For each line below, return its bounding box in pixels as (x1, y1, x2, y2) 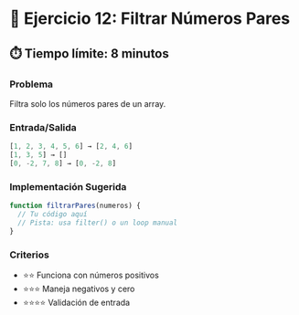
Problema (9, 78, 53, 90)
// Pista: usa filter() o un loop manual (17, 218, 178, 227)
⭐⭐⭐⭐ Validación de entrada (22, 297, 131, 308)
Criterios (9, 248, 50, 261)
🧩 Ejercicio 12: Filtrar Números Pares (9, 8, 291, 29)
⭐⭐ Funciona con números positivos (22, 269, 160, 280)
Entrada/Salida (9, 121, 78, 133)
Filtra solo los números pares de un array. (9, 98, 166, 109)
